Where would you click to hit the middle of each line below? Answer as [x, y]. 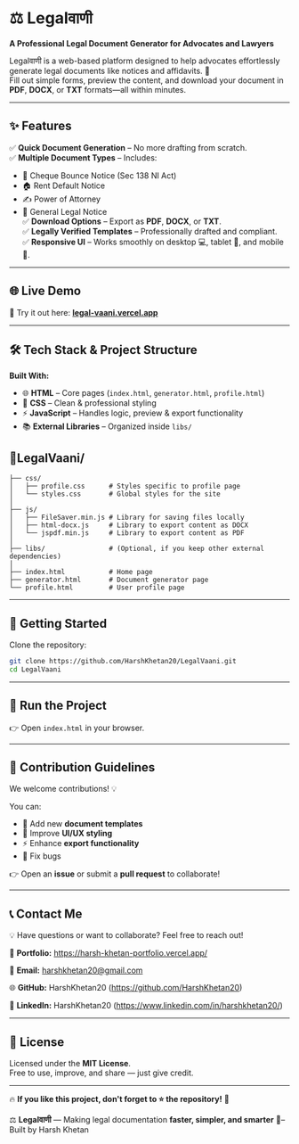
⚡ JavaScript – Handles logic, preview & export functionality [133, 413]
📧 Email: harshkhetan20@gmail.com [76, 970]
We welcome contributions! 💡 [63, 789]
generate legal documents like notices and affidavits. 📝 [110, 70]
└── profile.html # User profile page [97, 588]
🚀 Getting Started [58, 623]
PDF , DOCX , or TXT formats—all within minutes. [98, 89]
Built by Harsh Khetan [49, 1130]
